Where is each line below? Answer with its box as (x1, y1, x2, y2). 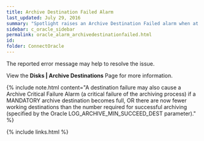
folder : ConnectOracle (6, 44, 64, 50)
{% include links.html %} (6, 128, 69, 135)
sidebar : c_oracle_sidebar (6, 26, 75, 32)
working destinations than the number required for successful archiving (6, 103, 187, 110)
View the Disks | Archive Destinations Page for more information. (6, 72, 173, 79)
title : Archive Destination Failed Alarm (6, 9, 114, 15)
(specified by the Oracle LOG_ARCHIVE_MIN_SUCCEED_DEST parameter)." (6, 110, 196, 117)
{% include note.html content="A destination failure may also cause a (6, 83, 181, 91)
